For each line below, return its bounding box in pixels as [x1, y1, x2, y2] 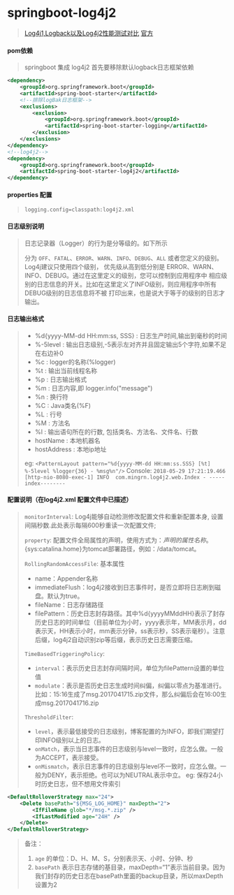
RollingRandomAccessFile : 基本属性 [24, 559, 125, 567]
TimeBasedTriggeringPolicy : [24, 649, 105, 657]
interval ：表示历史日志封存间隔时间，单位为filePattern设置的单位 [34, 664, 225, 672]
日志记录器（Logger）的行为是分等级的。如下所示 [24, 239, 168, 247]
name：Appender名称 [34, 574, 98, 583]
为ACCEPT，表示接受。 [34, 753, 103, 762]
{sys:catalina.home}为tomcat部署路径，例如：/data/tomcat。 [24, 544, 200, 553]
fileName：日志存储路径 [34, 600, 104, 609]
